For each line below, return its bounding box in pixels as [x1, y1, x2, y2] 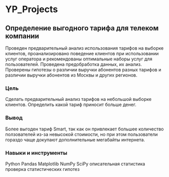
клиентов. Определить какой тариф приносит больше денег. [5, 101, 137, 108]
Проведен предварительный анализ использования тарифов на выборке [5, 45, 164, 51]
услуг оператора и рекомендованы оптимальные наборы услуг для [5, 56, 152, 62]
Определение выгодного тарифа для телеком [5, 24, 159, 32]
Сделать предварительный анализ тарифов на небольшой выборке [5, 96, 152, 102]
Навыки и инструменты [5, 149, 67, 156]
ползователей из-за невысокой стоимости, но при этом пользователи [5, 131, 158, 137]
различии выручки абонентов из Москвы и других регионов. [5, 72, 138, 78]
